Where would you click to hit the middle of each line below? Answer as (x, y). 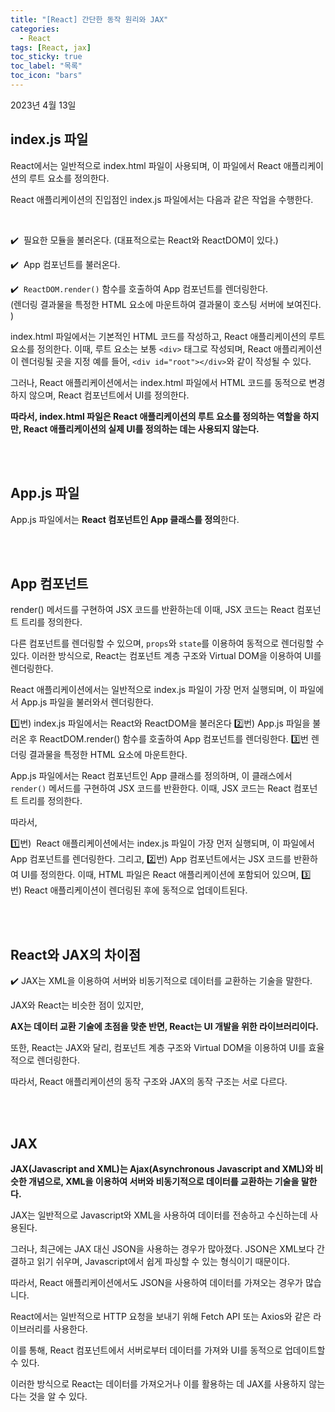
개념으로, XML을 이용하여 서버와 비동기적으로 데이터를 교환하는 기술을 (164, 1181)
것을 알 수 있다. (58, 1396)
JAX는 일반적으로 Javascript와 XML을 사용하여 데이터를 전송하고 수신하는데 (159, 1215)
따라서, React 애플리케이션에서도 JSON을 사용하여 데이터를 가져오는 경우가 (157, 1282)
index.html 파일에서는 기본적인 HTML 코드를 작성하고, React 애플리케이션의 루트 (168, 336)
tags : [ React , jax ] (51, 47)
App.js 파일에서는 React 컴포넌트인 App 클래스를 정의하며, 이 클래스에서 (151, 776)
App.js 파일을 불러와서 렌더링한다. (87, 702)
